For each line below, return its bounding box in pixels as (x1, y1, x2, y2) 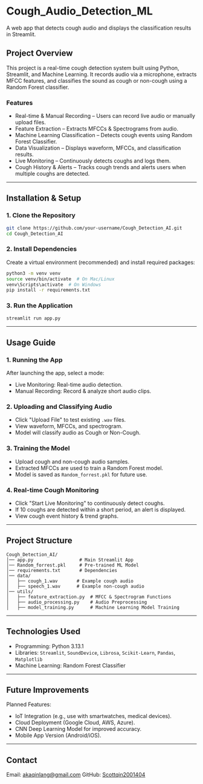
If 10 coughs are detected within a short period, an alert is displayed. (14, 506, 186, 513)
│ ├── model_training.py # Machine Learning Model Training (6, 604, 180, 611)
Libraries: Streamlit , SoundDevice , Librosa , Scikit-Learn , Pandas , (14, 649, 176, 656)
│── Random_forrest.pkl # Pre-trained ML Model (6, 562, 139, 568)
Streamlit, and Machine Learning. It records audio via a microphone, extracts (6, 71, 197, 78)
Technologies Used (6, 626, 80, 637)
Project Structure (6, 536, 72, 546)
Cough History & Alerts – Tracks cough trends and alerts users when (14, 164, 186, 171)
